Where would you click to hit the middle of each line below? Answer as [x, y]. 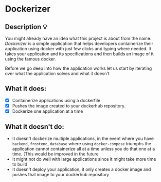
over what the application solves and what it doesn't [57, 73]
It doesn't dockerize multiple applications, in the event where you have [83, 138]
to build [20, 164]
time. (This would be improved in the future [55, 154]
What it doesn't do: [35, 127]
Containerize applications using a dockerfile [56, 100]
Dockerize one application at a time [47, 111]
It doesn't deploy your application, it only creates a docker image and [81, 169]
